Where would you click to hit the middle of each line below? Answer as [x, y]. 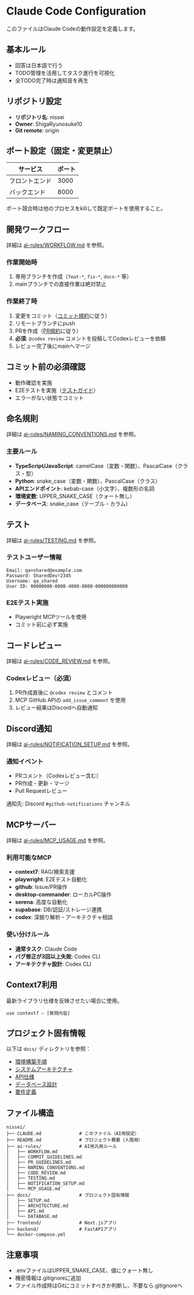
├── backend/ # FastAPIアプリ [62, 1230]
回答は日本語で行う [39, 65]
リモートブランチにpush [45, 323]
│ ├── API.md [25, 1211]
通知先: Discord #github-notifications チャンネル [68, 804]
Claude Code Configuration [76, 11]
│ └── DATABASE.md [32, 1217]
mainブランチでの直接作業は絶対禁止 [61, 284]
